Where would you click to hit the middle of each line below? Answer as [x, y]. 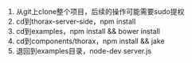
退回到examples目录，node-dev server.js [84, 51]
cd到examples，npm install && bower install [88, 31]
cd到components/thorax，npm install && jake [90, 41]
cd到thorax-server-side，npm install [76, 21]
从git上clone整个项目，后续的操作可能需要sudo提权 [100, 11]
